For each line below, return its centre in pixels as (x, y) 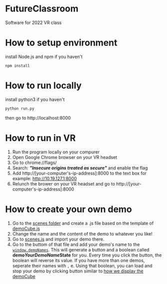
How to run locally (43, 86)
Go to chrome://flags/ (35, 162)
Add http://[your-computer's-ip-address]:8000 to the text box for (80, 173)
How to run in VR (40, 138)
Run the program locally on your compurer (56, 152)
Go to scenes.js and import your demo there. (58, 239)
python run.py (20, 108)
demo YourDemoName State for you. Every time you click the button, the (87, 255)
